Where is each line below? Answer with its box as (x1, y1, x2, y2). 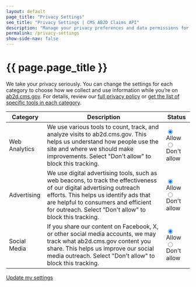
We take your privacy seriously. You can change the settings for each (6, 80, 173, 87)
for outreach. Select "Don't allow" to (47, 206, 146, 214)
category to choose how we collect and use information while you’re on (6, 86, 178, 94)
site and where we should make (47, 145, 134, 153)
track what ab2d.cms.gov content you (47, 237, 151, 245)
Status (167, 112, 186, 121)
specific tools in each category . (6, 99, 82, 106)
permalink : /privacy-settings (6, 30, 80, 36)
